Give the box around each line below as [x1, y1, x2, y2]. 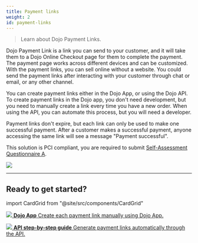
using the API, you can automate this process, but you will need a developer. [6, 109, 192, 116]
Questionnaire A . [6, 150, 47, 157]
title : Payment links [6, 8, 60, 15]
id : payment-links [6, 19, 51, 25]
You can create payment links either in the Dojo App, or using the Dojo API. [6, 90, 188, 97]
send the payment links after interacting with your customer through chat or [6, 72, 190, 80]
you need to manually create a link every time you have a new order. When [6, 103, 187, 110]
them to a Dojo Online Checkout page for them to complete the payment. [6, 54, 183, 61]
